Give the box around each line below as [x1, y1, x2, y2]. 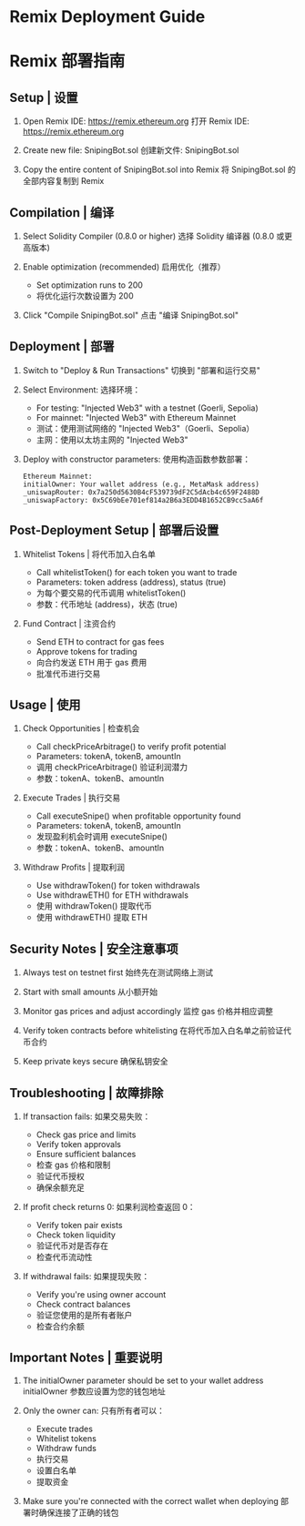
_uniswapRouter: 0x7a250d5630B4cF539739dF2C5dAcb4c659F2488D [22, 487, 260, 497]
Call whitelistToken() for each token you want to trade [36, 566, 238, 577]
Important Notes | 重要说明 [9, 1350, 163, 1366]
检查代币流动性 [36, 1252, 93, 1263]
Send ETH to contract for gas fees [36, 636, 165, 647]
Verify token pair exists [36, 1220, 123, 1231]
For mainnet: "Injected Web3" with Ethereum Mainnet [36, 412, 237, 422]
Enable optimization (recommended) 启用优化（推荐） [22, 261, 226, 272]
